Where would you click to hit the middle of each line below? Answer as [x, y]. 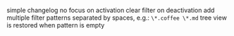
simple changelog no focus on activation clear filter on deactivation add [111, 10]
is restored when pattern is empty [56, 25]
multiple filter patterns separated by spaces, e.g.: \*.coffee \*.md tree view [117, 18]
